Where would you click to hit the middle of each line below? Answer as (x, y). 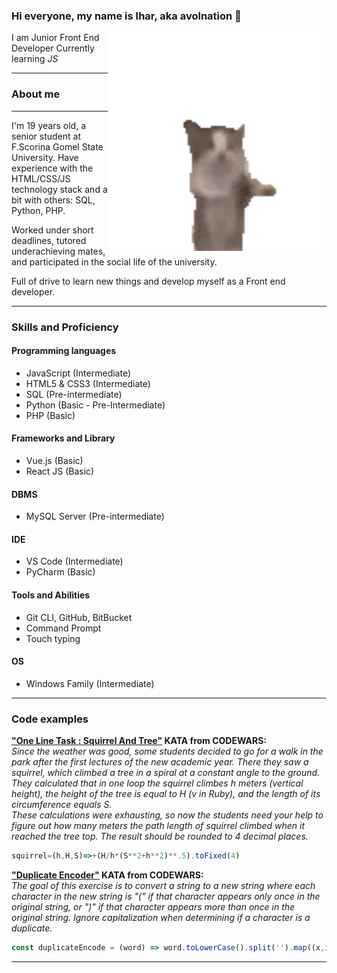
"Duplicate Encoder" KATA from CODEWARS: (107, 875)
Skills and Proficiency (65, 327)
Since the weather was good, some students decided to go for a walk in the (167, 751)
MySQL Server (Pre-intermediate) (95, 516)
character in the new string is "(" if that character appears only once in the (166, 896)
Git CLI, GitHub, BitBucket (79, 617)
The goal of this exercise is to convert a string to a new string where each (163, 885)
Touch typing (53, 638)
